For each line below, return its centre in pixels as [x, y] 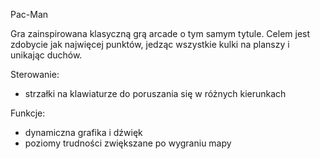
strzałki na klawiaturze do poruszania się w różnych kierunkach [155, 93]
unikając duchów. [46, 55]
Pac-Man [29, 14]
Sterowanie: [35, 74]
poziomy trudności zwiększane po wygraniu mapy [128, 143]
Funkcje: [28, 113]
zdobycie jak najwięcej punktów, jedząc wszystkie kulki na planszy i [150, 44]
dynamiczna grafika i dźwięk [83, 132]
